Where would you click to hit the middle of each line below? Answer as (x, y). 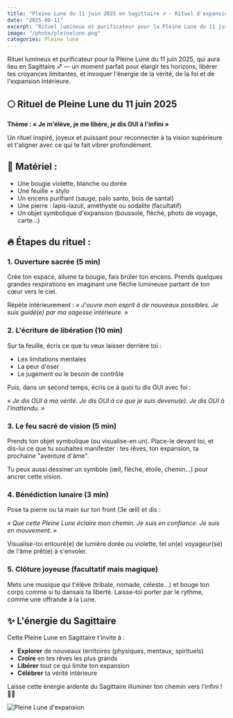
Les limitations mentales (52, 359)
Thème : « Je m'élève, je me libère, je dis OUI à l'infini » (88, 124)
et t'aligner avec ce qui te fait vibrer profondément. (80, 145)
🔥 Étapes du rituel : (49, 242)
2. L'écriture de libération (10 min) (65, 330)
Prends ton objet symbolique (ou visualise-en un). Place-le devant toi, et (110, 441)
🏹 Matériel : (32, 167)
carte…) (28, 220)
